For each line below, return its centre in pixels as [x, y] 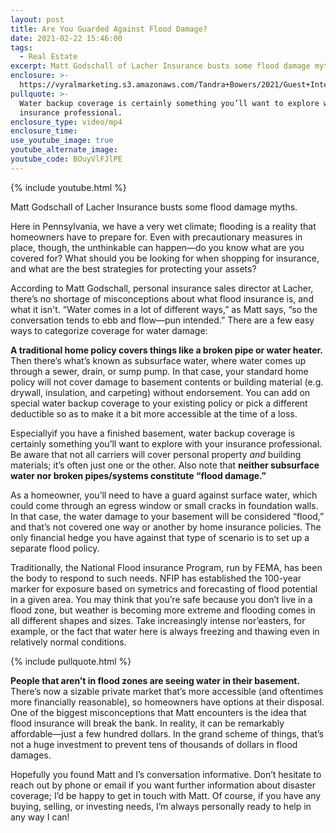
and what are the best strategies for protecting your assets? [133, 268]
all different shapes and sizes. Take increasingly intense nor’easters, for [158, 620]
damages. [31, 755]
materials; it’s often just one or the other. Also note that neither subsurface [165, 465]
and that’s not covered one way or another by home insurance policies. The [166, 527]
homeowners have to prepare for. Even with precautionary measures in [156, 237]
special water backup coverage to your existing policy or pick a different [159, 403]
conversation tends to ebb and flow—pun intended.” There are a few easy [162, 320]
